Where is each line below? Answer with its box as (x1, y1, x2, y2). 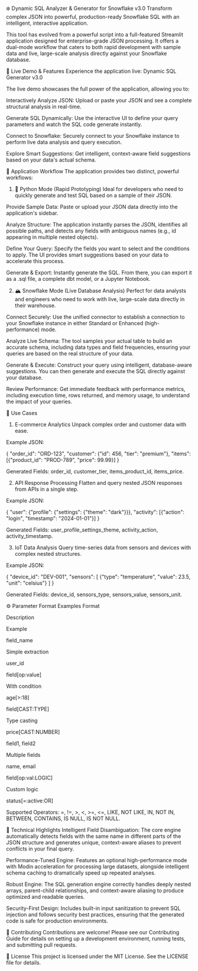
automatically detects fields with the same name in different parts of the (6, 833, 181, 840)
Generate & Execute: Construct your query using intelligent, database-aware (6, 361, 192, 368)
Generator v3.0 (6, 74, 43, 81)
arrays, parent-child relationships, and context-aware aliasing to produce (6, 887, 184, 894)
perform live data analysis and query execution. (6, 138, 122, 145)
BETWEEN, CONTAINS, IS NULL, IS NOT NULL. (6, 815, 121, 822)
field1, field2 (6, 740, 36, 747)
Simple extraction (6, 648, 49, 655)
